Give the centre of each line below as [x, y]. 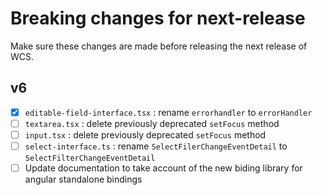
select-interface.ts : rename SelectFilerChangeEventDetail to [156, 146]
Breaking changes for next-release [158, 18]
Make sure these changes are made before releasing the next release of [159, 46]
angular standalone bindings [83, 179]
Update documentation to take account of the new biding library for [163, 168]
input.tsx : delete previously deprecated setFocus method [145, 134]
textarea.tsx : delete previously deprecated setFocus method [152, 123]
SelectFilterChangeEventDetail [90, 158]
